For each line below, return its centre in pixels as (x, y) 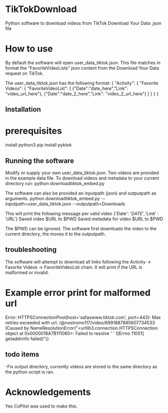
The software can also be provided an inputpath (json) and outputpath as (81, 193)
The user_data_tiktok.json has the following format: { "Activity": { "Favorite (82, 83)
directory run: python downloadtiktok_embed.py (55, 184)
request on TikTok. (25, 73)
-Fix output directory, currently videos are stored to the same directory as (81, 366)
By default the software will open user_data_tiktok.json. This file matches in (83, 62)
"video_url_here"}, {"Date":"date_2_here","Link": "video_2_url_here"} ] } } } (82, 93)
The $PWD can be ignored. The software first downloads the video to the (81, 229)
